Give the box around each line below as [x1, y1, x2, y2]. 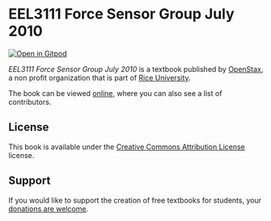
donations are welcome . [8, 203, 89, 214]
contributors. [8, 97, 52, 106]
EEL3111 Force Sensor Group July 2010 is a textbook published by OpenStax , [8, 64, 264, 73]
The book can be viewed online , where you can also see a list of [8, 88, 222, 98]
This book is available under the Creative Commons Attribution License [8, 142, 245, 152]
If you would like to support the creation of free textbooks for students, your [8, 195, 261, 205]
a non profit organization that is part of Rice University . [8, 73, 192, 82]
